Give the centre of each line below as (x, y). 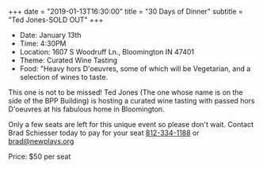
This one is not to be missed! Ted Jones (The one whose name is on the (126, 92)
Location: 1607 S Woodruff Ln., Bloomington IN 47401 (107, 52)
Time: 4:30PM (43, 43)
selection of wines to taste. (64, 77)
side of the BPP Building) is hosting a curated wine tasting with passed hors (131, 101)
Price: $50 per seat (40, 156)
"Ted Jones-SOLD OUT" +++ (56, 20)
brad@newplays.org (41, 141)
